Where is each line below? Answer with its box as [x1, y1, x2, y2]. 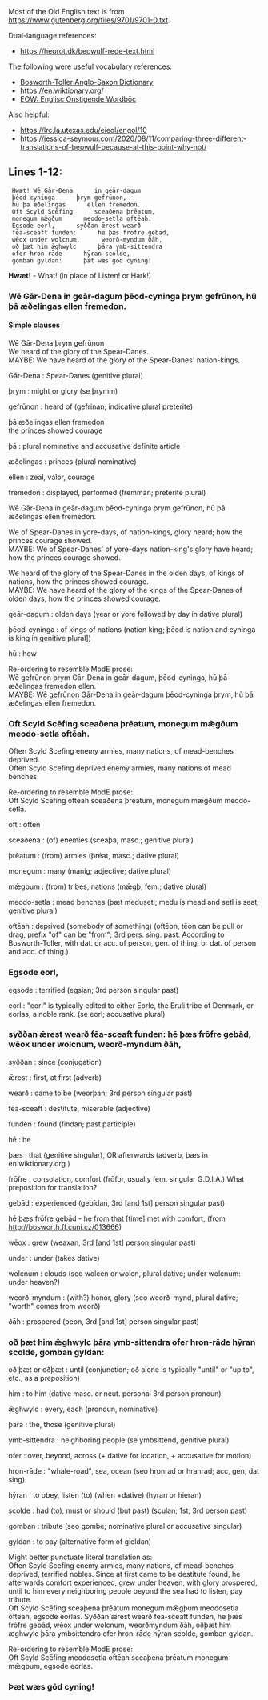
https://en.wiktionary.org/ [19, 86, 104, 95]
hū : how [8, 648, 38, 658]
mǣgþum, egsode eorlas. [8, 1662, 94, 1671]
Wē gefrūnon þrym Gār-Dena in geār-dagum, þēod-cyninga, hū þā [8, 672, 228, 682]
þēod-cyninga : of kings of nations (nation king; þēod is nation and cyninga [8, 624, 256, 634]
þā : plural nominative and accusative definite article [8, 441, 181, 450]
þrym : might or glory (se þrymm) [8, 386, 118, 395]
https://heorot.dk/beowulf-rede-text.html [19, 46, 155, 55]
